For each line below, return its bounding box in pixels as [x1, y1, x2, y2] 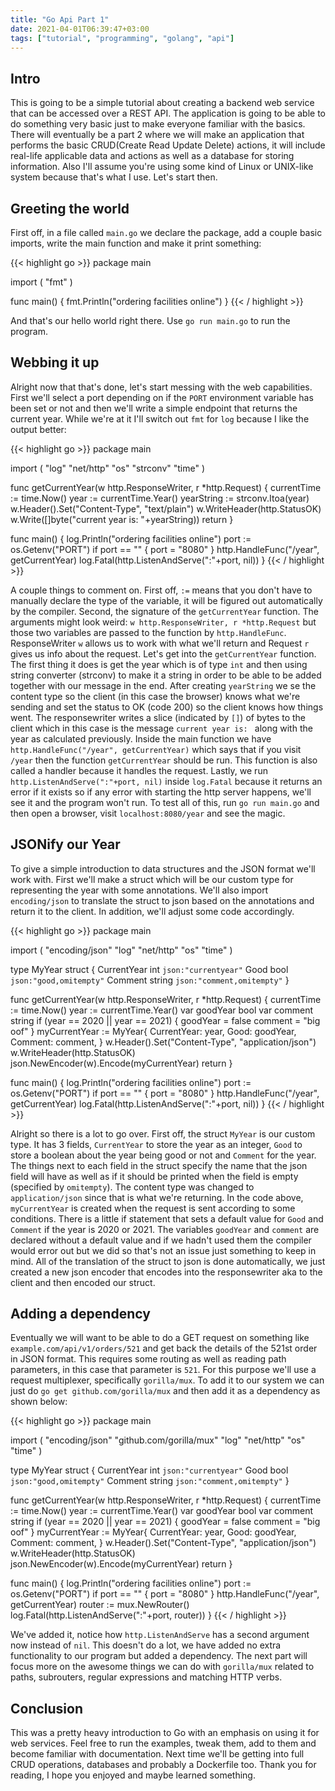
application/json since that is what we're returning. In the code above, [10, 1191, 304, 1203]
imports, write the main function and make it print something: [10, 237, 262, 249]
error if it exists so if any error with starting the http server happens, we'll [10, 786, 312, 798]
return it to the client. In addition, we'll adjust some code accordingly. [10, 905, 295, 917]
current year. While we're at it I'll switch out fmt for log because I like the [10, 412, 310, 425]
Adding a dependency [10, 1306, 151, 1323]
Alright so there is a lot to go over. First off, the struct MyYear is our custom [10, 1127, 316, 1140]
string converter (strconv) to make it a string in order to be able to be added [10, 669, 322, 681]
